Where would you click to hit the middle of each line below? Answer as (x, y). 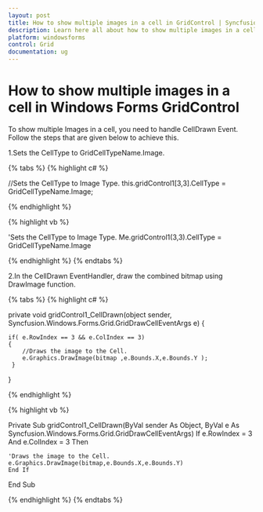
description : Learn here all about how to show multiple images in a (124, 30)
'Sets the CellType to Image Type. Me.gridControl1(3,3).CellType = (115, 237)
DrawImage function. (42, 284)
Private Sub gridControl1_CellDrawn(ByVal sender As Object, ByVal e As (124, 425)
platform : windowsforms (47, 37)
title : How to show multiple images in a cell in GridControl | (115, 23)
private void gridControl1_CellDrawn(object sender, (90, 314)
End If (19, 470)
